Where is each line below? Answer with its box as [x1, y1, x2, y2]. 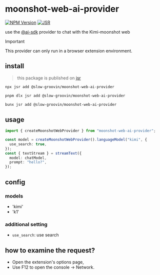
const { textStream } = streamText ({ [5, 151, 82, 156]
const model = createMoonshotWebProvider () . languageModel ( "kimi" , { [5, 137, 147, 142]
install [5, 62, 24, 70]
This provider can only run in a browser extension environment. [5, 48, 133, 54]
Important [5, 38, 25, 44]
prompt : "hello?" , [9, 160, 47, 165]
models [5, 193, 23, 199]
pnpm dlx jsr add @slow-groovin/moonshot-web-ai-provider [5, 93, 125, 98]
